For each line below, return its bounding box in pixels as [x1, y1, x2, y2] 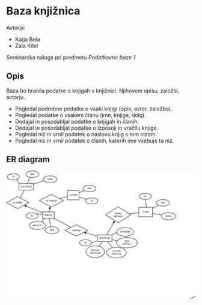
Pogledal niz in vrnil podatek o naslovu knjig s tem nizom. [14, 130, 158, 137]
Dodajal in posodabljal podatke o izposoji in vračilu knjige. [14, 124, 159, 131]
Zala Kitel [14, 42, 38, 49]
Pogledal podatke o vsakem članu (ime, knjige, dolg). [14, 111, 146, 118]
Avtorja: [6, 24, 26, 31]
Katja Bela [14, 35, 40, 43]
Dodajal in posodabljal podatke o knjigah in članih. [14, 118, 139, 125]
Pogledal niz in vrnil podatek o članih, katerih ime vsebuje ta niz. [14, 137, 174, 144]
